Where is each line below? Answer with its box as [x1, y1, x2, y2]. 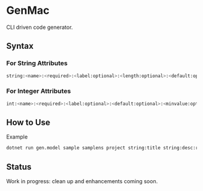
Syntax [6, 41, 34, 51]
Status [6, 161, 32, 172]
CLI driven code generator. [6, 23, 73, 31]
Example [6, 133, 28, 140]
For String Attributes [6, 59, 68, 67]
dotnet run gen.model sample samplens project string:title [6, 145, 161, 151]
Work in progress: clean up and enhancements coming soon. [6, 178, 158, 185]
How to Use [6, 117, 51, 128]
